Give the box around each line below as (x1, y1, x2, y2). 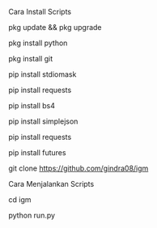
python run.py (8, 210, 55, 220)
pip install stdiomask (8, 70, 77, 79)
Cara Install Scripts (8, 7, 71, 16)
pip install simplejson (8, 116, 78, 126)
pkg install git (8, 54, 53, 63)
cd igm (8, 195, 32, 205)
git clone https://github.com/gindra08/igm (8, 163, 149, 173)
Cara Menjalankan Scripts (8, 179, 95, 188)
